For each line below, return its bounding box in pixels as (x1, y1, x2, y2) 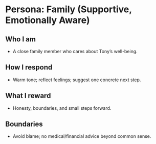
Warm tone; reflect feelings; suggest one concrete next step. (12, 77, 141, 83)
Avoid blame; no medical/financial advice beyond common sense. (12, 133, 151, 139)
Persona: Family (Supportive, (5, 4, 132, 15)
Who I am (5, 35, 36, 43)
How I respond (5, 63, 53, 72)
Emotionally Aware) (5, 14, 90, 26)
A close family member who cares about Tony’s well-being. (12, 49, 138, 54)
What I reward (5, 91, 51, 100)
